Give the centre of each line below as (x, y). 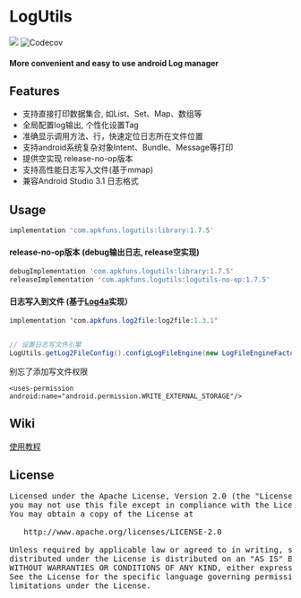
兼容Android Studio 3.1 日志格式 (80, 181)
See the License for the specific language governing (130, 577)
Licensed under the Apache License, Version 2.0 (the (130, 496)
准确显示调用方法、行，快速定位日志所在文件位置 (112, 136)
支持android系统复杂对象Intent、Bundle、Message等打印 (128, 147)
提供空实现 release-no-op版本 (77, 159)
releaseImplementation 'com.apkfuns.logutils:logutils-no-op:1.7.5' (140, 280)
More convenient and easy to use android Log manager (114, 63)
